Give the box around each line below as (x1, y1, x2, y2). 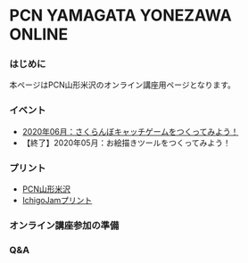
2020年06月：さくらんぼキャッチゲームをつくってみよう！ (21, 126, 239, 136)
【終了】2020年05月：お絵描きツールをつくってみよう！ (21, 137, 231, 148)
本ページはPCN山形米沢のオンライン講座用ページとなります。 (9, 79, 236, 90)
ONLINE (9, 24, 69, 45)
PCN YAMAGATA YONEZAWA (9, 5, 232, 26)
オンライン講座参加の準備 (9, 219, 120, 232)
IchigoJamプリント (21, 195, 93, 206)
